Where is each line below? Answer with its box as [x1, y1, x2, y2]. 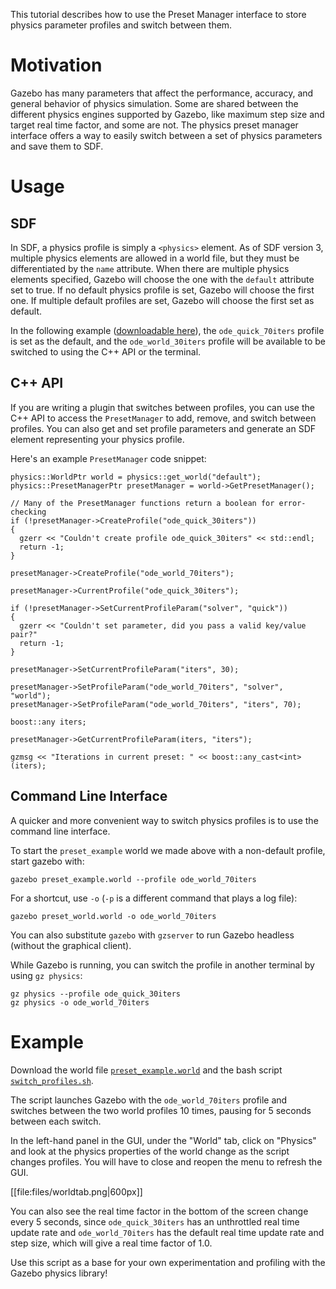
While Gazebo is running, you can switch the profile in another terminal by [10, 959, 315, 971]
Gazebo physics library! [10, 1267, 108, 1279]
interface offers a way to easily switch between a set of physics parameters [10, 129, 323, 141]
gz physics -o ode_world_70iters [10, 997, 150, 1008]
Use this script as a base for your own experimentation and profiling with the [10, 1256, 326, 1268]
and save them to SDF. [10, 140, 104, 152]
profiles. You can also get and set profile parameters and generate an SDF [10, 422, 317, 434]
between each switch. [10, 1115, 102, 1127]
